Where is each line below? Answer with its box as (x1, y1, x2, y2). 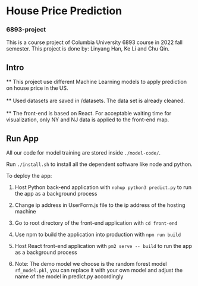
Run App (6, 133, 39, 143)
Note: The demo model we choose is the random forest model (14, 260, 167, 268)
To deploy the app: (6, 172, 52, 180)
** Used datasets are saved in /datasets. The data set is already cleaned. (6, 97, 186, 105)
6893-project (6, 26, 46, 34)
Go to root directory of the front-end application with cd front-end (14, 219, 177, 227)
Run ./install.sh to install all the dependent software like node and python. (6, 161, 193, 168)
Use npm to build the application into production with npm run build (14, 231, 181, 238)
